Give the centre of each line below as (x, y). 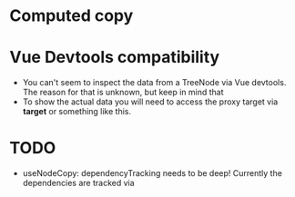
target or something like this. (77, 112)
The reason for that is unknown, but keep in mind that (123, 93)
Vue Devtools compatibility (115, 58)
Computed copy (71, 16)
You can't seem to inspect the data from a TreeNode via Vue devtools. (154, 83)
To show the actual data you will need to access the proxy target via (150, 102)
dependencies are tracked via (78, 183)
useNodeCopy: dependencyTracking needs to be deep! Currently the (152, 173)
